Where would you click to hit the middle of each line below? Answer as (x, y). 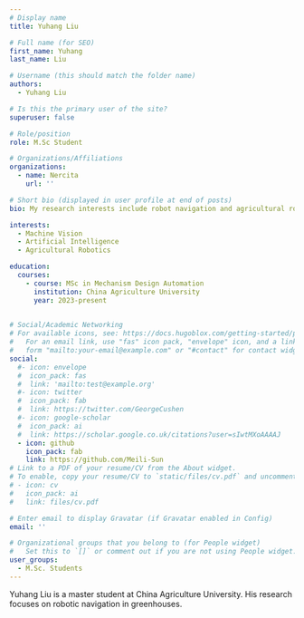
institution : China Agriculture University (117, 292)
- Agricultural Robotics (64, 250)
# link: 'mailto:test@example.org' (86, 384)
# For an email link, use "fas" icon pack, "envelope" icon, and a (143, 342)
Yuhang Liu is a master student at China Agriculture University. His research (151, 594)
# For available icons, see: (64, 333)
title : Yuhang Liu (44, 26)
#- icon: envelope (52, 367)
